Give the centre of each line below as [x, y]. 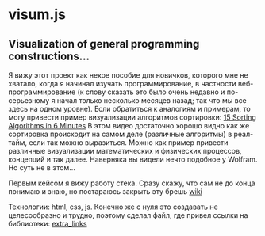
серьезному [29, 100]
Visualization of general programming [104, 44]
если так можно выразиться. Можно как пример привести [129, 143]
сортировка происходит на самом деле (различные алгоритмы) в [120, 134]
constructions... [49, 56]
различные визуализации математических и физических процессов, [125, 151]
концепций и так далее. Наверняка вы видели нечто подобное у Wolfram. [133, 159]
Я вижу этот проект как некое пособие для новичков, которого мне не [128, 75]
